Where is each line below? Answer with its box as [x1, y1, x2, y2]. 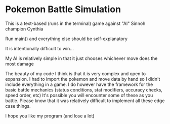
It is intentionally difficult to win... [5, 45, 74, 51]
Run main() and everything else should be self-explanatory [5, 36, 128, 42]
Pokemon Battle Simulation [5, 4, 121, 15]
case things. [5, 103, 31, 109]
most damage [5, 60, 34, 67]
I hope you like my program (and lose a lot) [5, 113, 95, 119]
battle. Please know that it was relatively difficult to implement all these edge [5, 98, 165, 104]
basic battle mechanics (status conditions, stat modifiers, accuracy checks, [5, 86, 163, 92]
